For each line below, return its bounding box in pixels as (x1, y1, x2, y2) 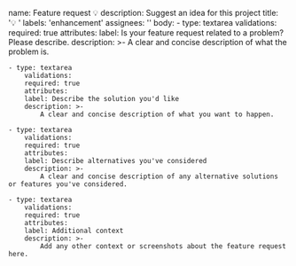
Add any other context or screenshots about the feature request (40, 242, 287, 251)
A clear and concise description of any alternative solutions (40, 172, 278, 181)
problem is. (8, 46, 50, 57)
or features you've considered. (8, 180, 128, 189)
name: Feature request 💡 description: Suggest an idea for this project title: (8, 8, 279, 18)
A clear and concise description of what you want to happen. (40, 110, 275, 119)
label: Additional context (24, 226, 124, 235)
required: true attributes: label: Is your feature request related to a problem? (8, 27, 284, 38)
